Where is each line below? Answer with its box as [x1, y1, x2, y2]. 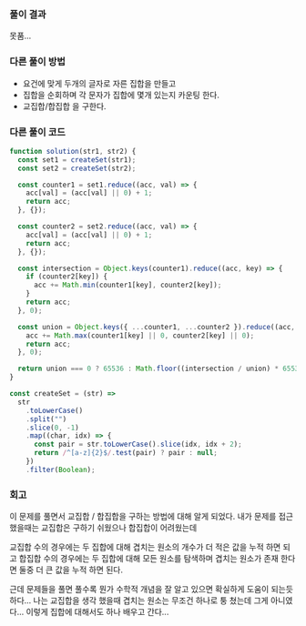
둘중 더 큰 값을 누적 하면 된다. [18, 564, 124, 575]
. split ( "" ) [25, 414, 67, 424]
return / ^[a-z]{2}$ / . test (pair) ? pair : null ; [33, 449, 219, 458]
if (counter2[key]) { [25, 272, 107, 281]
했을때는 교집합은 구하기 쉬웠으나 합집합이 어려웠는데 [9, 522, 198, 533]
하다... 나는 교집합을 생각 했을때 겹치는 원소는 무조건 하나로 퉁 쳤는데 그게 [9, 595, 269, 606]
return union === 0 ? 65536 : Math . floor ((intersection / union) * [17, 364, 280, 374]
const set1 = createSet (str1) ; [17, 155, 137, 165]
